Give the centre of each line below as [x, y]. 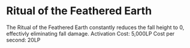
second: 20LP [23, 40]
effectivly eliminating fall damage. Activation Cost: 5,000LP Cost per [91, 33]
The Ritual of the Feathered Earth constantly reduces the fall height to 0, [95, 27]
